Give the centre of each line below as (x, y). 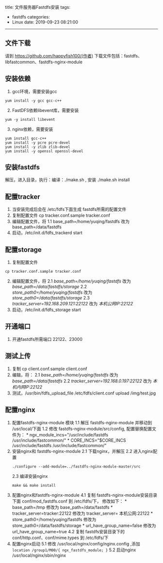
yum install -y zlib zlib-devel (38, 147)
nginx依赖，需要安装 (33, 129)
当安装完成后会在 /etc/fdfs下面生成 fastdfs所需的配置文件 (69, 209)
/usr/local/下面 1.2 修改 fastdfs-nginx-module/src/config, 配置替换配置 (82, 429)
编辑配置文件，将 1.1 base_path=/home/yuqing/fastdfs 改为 (71, 222)
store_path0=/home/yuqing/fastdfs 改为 (52, 292)
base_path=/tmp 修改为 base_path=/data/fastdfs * (62, 507)
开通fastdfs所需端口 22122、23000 (47, 339)
